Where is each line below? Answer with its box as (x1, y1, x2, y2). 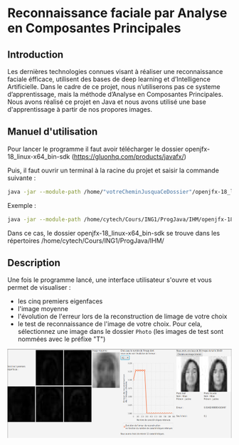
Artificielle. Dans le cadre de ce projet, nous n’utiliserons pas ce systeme (7, 83, 221, 90)
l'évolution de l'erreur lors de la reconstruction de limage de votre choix (17, 312, 228, 321)
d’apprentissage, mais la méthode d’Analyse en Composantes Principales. (7, 90, 224, 98)
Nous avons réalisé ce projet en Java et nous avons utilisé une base (7, 98, 206, 106)
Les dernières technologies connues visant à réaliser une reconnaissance (7, 68, 223, 75)
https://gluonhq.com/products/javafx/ (73, 152, 184, 161)
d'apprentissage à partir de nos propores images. (7, 105, 153, 113)
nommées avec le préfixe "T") (17, 335, 106, 343)
